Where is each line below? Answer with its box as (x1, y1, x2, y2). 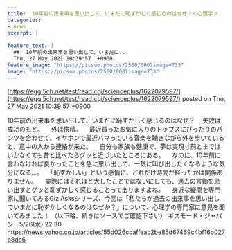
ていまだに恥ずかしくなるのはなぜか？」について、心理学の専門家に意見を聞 (7, 202, 225, 211)
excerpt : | (7, 29, 39, 37)
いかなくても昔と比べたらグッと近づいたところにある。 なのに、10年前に (7, 150, 221, 159)
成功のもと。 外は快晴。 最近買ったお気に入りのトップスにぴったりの (7, 125, 217, 133)
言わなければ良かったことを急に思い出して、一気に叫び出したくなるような (7, 159, 220, 168)
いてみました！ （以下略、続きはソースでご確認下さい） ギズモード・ (7, 211, 204, 220)
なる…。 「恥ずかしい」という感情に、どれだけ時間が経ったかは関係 (19, 168, 217, 177)
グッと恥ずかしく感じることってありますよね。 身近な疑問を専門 (30, 185, 221, 194)
